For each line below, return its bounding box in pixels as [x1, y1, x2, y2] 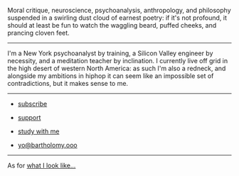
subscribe [17, 99, 48, 108]
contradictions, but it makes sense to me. [7, 79, 129, 87]
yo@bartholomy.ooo [17, 141, 78, 149]
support [17, 114, 41, 121]
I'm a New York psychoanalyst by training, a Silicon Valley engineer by [7, 49, 213, 57]
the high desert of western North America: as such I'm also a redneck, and [7, 64, 226, 72]
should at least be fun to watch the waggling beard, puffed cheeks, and [7, 21, 217, 29]
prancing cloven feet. [7, 28, 70, 37]
